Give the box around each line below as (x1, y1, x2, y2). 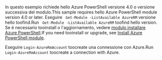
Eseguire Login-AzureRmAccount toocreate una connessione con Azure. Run (5, 45, 154, 50)
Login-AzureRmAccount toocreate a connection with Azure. (5, 49, 120, 55)
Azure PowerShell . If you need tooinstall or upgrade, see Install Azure (5, 30, 143, 35)
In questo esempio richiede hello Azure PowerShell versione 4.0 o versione (5, 4, 155, 10)
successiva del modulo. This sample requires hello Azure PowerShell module (5, 9, 158, 15)
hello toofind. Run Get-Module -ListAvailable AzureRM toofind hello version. (5, 19, 158, 25)
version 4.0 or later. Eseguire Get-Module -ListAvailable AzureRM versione (5, 15, 156, 20)
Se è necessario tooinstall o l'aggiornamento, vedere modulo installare (5, 25, 146, 30)
